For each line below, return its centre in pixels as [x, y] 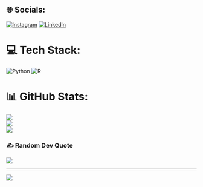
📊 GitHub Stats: [47, 97]
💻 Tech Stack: [43, 50]
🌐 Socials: [26, 10]
